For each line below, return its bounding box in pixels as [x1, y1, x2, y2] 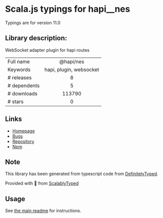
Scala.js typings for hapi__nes [5, 3, 130, 15]
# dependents [7, 82, 40, 89]
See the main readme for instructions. [5, 208, 81, 214]
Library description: [5, 34, 67, 42]
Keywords [7, 66, 31, 73]
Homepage [12, 128, 35, 134]
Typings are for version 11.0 [5, 20, 60, 26]
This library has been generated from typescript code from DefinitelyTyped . [5, 171, 159, 177]
